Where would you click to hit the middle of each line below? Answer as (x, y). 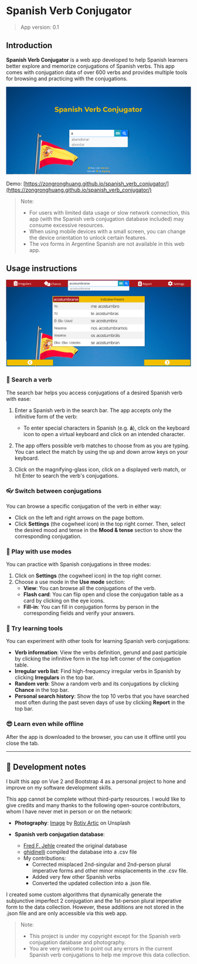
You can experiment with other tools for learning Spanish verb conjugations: (98, 641)
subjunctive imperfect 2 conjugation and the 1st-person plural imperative (94, 901)
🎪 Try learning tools (35, 628)
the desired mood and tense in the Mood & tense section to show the (98, 530)
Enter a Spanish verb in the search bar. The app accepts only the (93, 410)
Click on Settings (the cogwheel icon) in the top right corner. (88, 576)
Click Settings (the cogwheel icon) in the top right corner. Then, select (100, 524)
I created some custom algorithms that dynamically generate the (84, 894)
